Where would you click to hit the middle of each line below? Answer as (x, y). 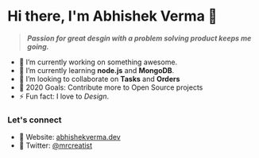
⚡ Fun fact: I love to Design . (64, 96)
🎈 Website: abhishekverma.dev (70, 137)
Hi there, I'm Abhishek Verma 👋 (112, 16)
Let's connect (35, 120)
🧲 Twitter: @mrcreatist (56, 145)
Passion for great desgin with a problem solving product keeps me (139, 38)
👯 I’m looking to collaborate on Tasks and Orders (99, 79)
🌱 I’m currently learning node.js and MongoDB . (97, 70)
